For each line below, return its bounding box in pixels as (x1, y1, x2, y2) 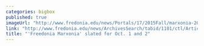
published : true (5, 14, 47, 20)
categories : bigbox (5, 8, 55, 15)
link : (5, 25, 19, 32)
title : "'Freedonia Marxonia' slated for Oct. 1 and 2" (5, 31, 150, 37)
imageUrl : (5, 20, 31, 26)
